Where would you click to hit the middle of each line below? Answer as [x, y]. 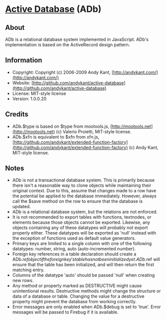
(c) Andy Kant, [143, 147]
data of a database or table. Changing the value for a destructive [78, 296]
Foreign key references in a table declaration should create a [74, 254]
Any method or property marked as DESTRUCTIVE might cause [77, 286]
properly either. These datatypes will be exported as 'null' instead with [84, 233]
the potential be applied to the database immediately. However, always [84, 196]
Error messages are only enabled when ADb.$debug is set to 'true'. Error [86, 307]
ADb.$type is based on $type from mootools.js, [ [62, 126]
